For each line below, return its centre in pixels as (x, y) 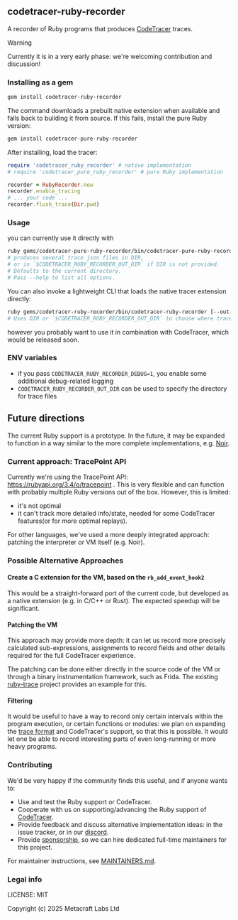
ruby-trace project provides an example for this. (77, 684)
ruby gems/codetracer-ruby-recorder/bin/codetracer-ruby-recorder (107, 312)
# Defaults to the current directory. (64, 271)
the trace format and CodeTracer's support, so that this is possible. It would (118, 732)
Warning (19, 43)
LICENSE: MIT (28, 895)
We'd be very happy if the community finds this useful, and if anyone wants (118, 780)
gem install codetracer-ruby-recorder (64, 97)
